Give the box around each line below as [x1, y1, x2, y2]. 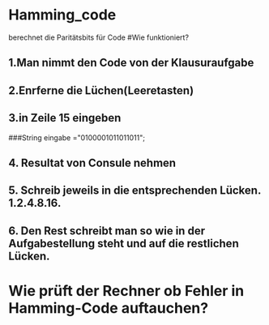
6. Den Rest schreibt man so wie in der [8, 224, 205, 237]
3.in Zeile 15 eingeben [8, 111, 122, 125]
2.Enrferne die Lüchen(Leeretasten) [8, 83, 194, 97]
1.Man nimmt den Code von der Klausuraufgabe [8, 56, 254, 70]
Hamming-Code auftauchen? [8, 298, 209, 317]
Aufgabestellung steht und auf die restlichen [8, 237, 239, 250]
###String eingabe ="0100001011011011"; [8, 132, 146, 143]
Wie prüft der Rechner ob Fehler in [8, 281, 245, 300]
